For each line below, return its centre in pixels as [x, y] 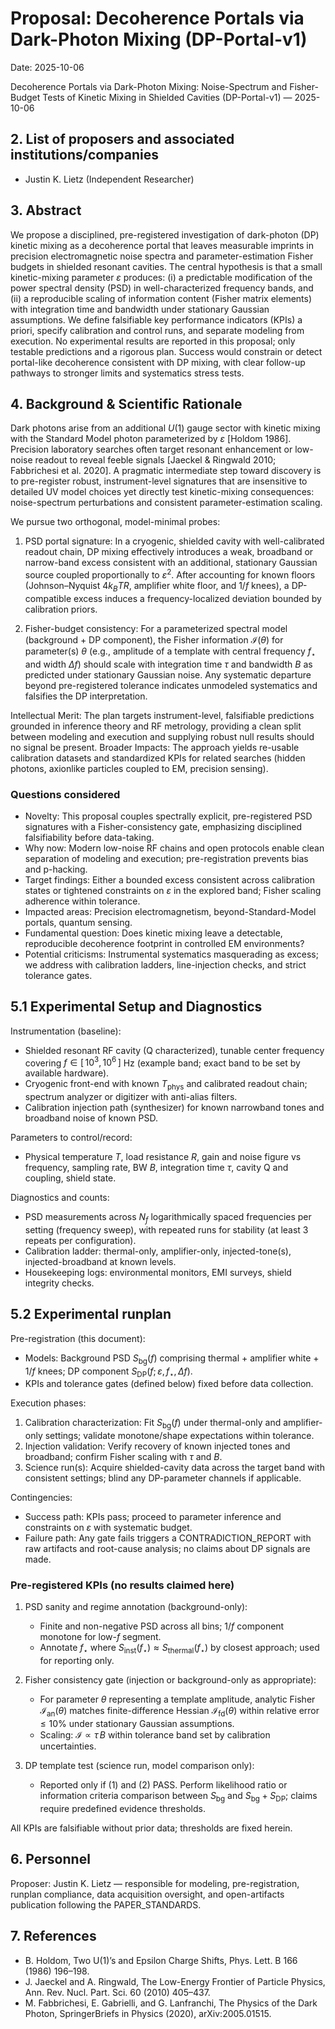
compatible [48, 598]
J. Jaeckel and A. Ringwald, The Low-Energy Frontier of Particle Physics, [175, 1981]
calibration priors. [61, 609]
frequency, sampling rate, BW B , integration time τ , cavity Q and [156, 1168]
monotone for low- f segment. [100, 1637]
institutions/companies [84, 155]
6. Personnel [50, 1859]
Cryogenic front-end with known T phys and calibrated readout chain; [166, 1085]
